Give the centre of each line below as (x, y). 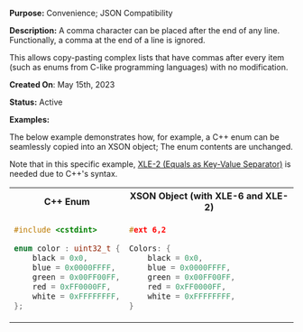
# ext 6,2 (148, 230)
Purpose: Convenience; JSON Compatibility (91, 13)
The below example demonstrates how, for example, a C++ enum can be (144, 137)
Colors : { (150, 248)
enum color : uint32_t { (67, 248)
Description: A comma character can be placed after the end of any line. (145, 30)
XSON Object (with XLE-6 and (196, 196)
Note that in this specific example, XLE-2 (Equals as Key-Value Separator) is (150, 164)
